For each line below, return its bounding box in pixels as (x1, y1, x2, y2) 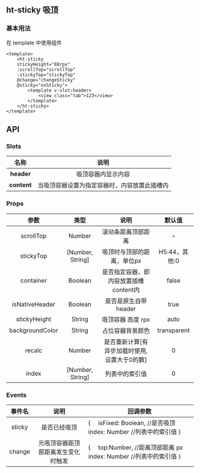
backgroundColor (9, 326, 58, 334)
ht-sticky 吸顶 (6, 5, 58, 15)
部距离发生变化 (38, 447, 80, 456)
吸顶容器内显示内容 (76, 170, 130, 178)
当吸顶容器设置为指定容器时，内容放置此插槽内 (37, 181, 169, 190)
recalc (24, 346, 43, 355)
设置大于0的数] (105, 355, 148, 364)
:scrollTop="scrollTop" (17, 67, 76, 73)
